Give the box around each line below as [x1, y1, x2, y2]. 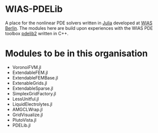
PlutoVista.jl [12, 117, 37, 123]
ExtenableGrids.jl [12, 80, 48, 86]
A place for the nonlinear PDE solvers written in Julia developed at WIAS [5, 20, 153, 26]
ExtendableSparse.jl [12, 85, 53, 91]
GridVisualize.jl [12, 112, 43, 118]
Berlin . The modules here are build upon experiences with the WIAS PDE [5, 25, 153, 31]
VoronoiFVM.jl [12, 64, 42, 70]
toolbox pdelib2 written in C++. [5, 30, 69, 36]
